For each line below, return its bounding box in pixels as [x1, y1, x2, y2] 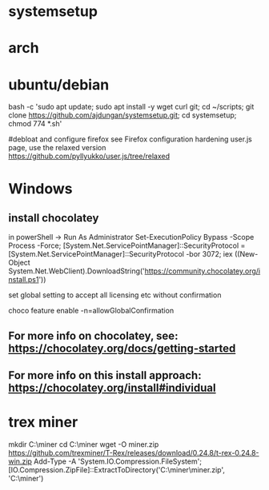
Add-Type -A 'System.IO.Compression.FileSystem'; [33, 456, 203, 466]
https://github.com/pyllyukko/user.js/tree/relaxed [8, 151, 171, 161]
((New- [235, 249, 259, 259]
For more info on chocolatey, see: [8, 329, 179, 342]
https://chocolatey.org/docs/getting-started [8, 341, 236, 355]
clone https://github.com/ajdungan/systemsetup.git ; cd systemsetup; [8, 110, 237, 120]
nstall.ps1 [8, 275, 39, 285]
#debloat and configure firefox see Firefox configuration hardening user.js [8, 134, 252, 144]
